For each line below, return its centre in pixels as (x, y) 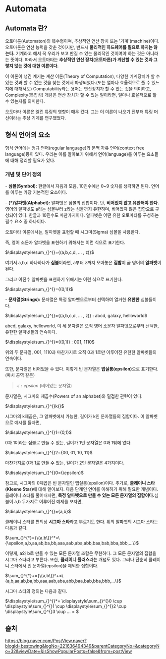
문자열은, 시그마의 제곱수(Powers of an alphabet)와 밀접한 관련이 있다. (74, 396)
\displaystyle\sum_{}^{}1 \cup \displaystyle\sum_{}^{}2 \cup (66, 606)
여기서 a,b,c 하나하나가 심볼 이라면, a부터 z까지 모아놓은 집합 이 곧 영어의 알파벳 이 (83, 263)
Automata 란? (27, 28)
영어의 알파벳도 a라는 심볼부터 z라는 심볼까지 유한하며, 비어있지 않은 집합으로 (80, 209)
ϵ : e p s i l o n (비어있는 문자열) (45, 386)
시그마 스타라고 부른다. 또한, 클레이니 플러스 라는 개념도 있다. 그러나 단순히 (76, 560)
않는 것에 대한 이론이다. (36, 66)
